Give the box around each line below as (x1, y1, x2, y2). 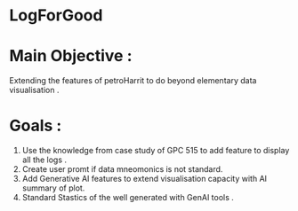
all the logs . (21, 154, 68, 165)
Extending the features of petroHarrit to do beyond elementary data (9, 75, 257, 86)
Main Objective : (9, 46, 133, 66)
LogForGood (9, 5, 103, 26)
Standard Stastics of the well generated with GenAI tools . (21, 192, 234, 203)
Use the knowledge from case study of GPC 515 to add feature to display (21, 145, 290, 156)
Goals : (9, 116, 62, 136)
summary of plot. (21, 183, 85, 193)
